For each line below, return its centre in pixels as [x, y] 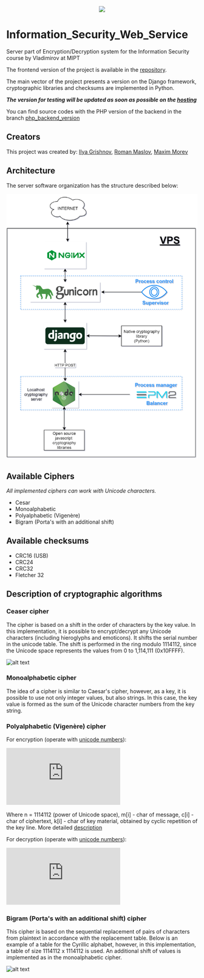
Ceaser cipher [28, 612]
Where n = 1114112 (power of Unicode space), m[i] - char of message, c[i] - [100, 815]
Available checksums [48, 541]
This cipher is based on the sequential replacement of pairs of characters [98, 932]
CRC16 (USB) [32, 555]
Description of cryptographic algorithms [84, 594]
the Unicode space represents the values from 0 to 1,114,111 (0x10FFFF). [96, 651]
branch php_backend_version [43, 118]
